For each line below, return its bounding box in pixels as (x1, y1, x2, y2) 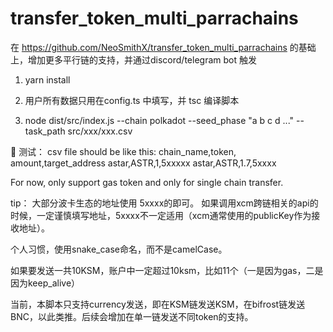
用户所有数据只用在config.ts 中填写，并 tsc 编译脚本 (24, 94, 240, 106)
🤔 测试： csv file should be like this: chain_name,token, (10, 145, 237, 157)
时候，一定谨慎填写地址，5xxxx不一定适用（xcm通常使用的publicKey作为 (10, 209, 312, 221)
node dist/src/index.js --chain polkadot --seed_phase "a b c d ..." (24, 114, 295, 126)
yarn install (24, 73, 71, 86)
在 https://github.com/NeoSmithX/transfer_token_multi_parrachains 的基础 (10, 41, 317, 53)
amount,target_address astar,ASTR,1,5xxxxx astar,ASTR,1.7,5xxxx (10, 157, 277, 169)
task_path (24, 125, 66, 137)
